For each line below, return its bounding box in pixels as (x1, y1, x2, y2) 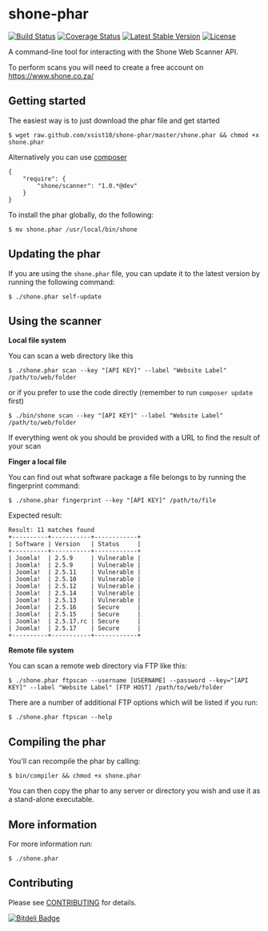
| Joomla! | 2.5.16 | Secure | (8, 604, 142, 612)
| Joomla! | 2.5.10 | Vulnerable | (8, 575, 142, 583)
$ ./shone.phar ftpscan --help (8, 713, 113, 722)
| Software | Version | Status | (8, 540, 142, 548)
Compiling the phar (8, 735, 106, 749)
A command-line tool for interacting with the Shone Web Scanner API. (8, 47, 238, 56)
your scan (8, 441, 42, 451)
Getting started (8, 94, 86, 108)
